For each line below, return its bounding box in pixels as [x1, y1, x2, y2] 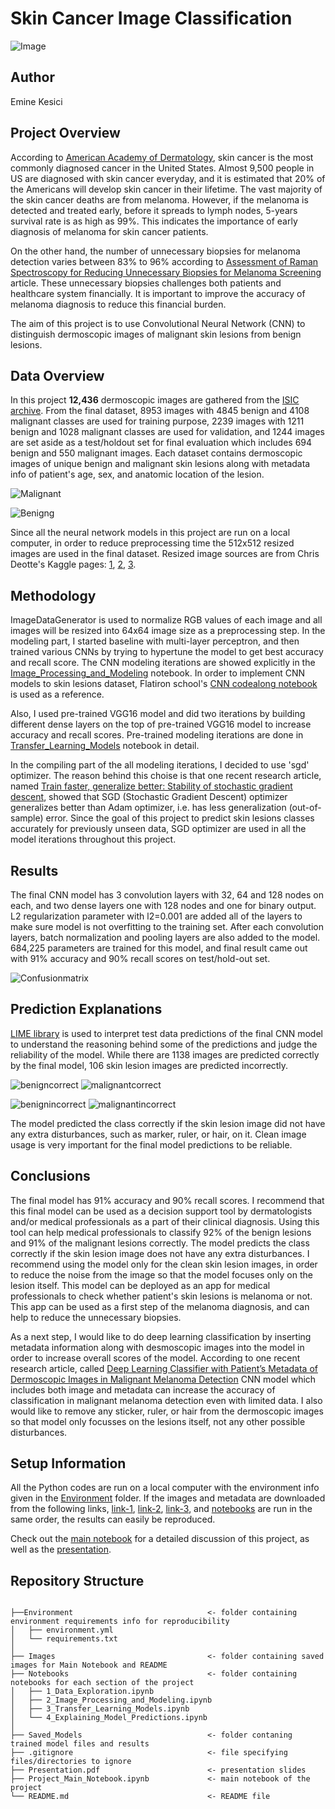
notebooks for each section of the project [10, 1678, 195, 1688]
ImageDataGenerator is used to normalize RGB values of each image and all [10, 614, 323, 626]
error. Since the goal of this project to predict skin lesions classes [45, 812, 315, 824]
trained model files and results [10, 1739, 150, 1749]
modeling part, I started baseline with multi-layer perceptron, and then [10, 635, 300, 647]
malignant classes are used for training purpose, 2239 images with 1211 [10, 415, 305, 427]
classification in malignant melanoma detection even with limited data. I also [10, 1394, 323, 1406]
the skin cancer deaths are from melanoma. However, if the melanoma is [10, 193, 309, 206]
